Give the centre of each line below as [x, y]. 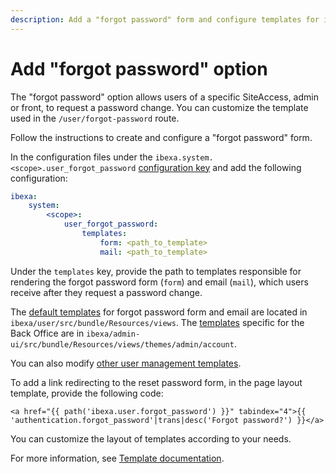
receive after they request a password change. [106, 292]
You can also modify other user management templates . [126, 363]
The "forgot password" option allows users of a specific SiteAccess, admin [164, 97]
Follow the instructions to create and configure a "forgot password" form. [161, 137]
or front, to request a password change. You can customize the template [159, 107]
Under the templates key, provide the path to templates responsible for [156, 271]
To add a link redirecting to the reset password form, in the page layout [156, 382]
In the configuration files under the [81, 157]
